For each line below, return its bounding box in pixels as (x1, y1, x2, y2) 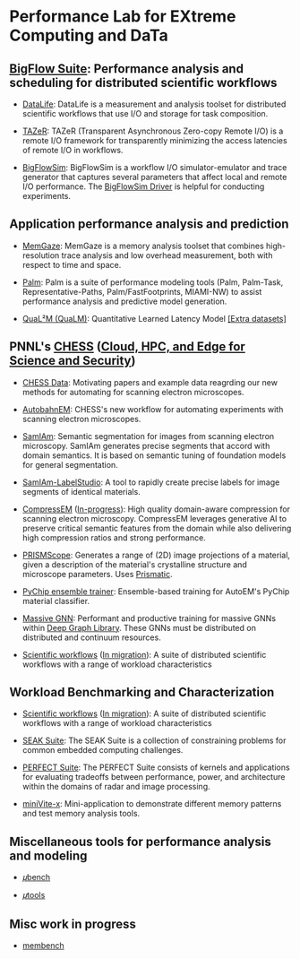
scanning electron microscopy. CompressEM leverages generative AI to (21, 513, 287, 523)
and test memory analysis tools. (21, 808, 141, 819)
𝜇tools (21, 890, 46, 901)
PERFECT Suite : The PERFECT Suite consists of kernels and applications (21, 762, 290, 773)
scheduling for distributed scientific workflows (9, 74, 278, 91)
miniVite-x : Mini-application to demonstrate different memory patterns (21, 799, 282, 809)
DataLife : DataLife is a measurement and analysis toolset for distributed (21, 99, 287, 109)
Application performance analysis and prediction (9, 217, 289, 232)
